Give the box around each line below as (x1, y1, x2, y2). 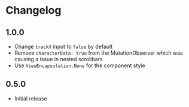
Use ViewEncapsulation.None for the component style (14, 62, 146, 69)
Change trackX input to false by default (14, 43, 113, 50)
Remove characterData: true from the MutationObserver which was (14, 49, 183, 56)
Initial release (14, 95, 47, 102)
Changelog (5, 4, 62, 17)
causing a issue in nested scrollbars (14, 56, 103, 62)
